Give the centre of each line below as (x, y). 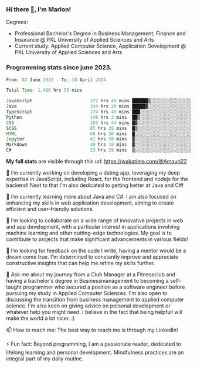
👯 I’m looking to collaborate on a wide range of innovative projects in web (95, 220)
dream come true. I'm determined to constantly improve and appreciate (92, 257)
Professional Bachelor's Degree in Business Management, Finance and (100, 34)
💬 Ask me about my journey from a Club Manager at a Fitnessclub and (91, 275)
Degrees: (17, 22)
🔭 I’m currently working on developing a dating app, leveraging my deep (93, 173)
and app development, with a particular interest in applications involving (93, 227)
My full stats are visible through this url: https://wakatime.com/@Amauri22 (97, 162)
